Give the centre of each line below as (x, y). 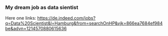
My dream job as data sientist (42, 7)
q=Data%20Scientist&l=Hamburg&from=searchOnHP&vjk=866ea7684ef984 (84, 23)
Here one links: (21, 18)
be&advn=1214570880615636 (36, 29)
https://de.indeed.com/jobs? (66, 18)
